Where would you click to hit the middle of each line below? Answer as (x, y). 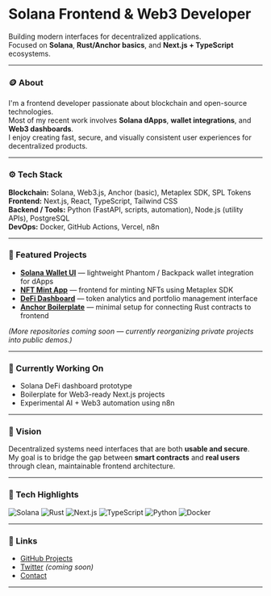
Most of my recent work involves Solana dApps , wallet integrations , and (130, 120)
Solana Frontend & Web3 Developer (130, 14)
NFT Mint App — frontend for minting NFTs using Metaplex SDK (127, 290)
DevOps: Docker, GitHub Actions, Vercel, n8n (84, 226)
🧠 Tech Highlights (44, 495)
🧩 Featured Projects (48, 255)
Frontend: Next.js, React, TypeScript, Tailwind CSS (93, 201)
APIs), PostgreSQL (39, 218)
